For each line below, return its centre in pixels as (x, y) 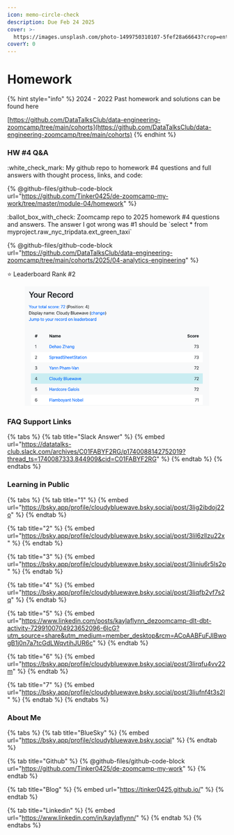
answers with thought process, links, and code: (75, 175)
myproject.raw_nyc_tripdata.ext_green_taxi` (70, 232)
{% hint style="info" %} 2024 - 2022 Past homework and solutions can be (114, 99)
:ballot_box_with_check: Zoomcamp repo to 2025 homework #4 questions (114, 217)
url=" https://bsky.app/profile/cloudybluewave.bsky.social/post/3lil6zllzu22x (116, 535)
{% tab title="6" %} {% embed (51, 656)
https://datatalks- (46, 444)
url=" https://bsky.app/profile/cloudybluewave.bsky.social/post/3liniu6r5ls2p (117, 564)
